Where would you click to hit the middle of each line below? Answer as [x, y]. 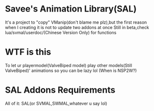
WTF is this [28, 52]
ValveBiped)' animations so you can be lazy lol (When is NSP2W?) [71, 70]
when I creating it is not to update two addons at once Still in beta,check [77, 27]
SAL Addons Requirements [60, 90]
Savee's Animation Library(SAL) [71, 9]
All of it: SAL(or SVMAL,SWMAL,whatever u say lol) [56, 103]
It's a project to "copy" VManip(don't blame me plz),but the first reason [76, 22]
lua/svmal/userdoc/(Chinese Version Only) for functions [61, 32]
